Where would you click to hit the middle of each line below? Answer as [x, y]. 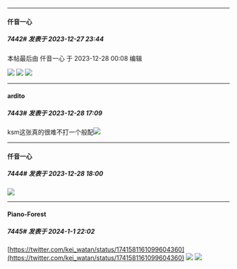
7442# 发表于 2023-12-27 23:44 [56, 39]
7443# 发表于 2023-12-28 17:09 [55, 113]
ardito [16, 96]
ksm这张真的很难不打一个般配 [50, 132]
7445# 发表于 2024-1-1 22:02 [51, 231]
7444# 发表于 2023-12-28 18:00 [55, 174]
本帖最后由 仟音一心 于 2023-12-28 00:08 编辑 [75, 58]
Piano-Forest [27, 214]
